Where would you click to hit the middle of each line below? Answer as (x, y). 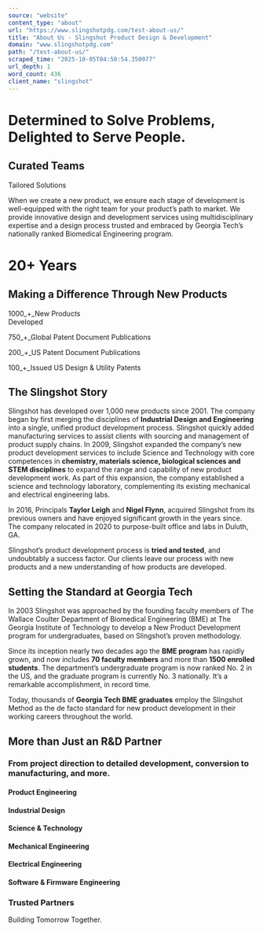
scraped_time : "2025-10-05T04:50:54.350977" (82, 60)
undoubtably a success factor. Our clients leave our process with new (121, 559)
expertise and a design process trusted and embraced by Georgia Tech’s (126, 225)
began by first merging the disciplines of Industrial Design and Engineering (131, 420)
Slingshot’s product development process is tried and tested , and (115, 550)
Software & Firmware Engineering (64, 882)
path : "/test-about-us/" (49, 52)
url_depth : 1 (29, 67)
